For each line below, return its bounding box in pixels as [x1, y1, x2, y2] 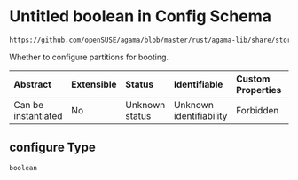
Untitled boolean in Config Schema [9, 6, 272, 27]
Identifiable [173, 78, 223, 90]
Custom [236, 73, 271, 85]
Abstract [13, 78, 51, 90]
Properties [236, 83, 282, 96]
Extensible [70, 78, 117, 90]
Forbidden [236, 104, 279, 116]
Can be [13, 98, 44, 111]
